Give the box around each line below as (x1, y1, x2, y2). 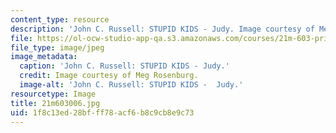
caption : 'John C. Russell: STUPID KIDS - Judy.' (19, 61, 230, 71)
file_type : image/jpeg (10, 42, 105, 53)
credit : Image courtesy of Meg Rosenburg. (19, 71, 199, 81)
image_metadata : (10, 52, 78, 62)
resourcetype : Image (10, 89, 97, 99)
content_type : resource (10, 14, 110, 25)
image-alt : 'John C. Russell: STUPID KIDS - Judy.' (19, 80, 244, 90)
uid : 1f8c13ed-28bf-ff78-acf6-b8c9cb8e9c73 (10, 107, 195, 118)
